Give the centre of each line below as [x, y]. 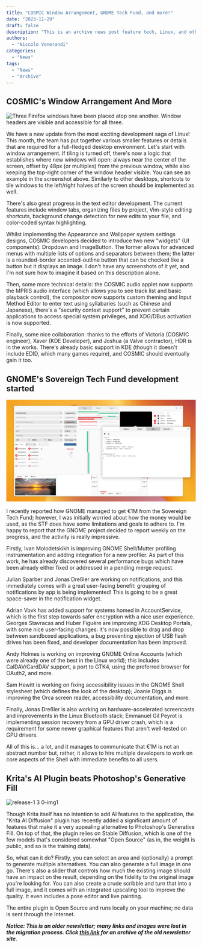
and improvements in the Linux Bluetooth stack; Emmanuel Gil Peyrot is [94, 716]
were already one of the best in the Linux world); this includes [83, 661]
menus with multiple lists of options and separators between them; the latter [101, 254]
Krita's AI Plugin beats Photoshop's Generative [96, 779]
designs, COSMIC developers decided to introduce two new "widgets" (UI [98, 241]
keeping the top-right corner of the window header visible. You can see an [99, 172]
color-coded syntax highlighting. [47, 222]
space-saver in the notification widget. [54, 599]
